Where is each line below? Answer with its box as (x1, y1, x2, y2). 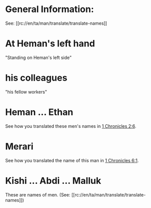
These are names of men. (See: (5, 191, 70, 197)
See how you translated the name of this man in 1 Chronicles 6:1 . (5, 157, 139, 163)
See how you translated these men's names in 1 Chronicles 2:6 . (5, 123, 137, 129)
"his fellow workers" (5, 89, 47, 95)
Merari (5, 141, 34, 152)
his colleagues (5, 72, 67, 84)
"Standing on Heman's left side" (5, 54, 72, 60)
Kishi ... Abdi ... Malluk (5, 175, 102, 186)
